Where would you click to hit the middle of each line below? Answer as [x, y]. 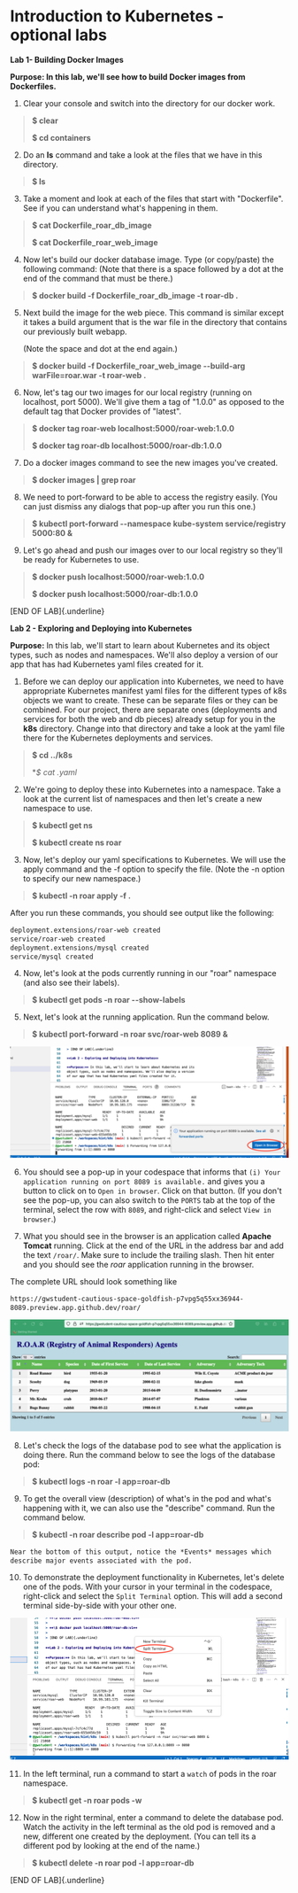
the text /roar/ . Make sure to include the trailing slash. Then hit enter [149, 1254]
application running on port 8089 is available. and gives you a [144, 1181]
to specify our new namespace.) [82, 878]
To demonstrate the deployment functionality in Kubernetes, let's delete [153, 1577]
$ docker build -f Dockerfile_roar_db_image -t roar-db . [135, 295]
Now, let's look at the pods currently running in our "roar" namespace [149, 973]
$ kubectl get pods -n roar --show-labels [108, 999]
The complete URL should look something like [94, 1281]
